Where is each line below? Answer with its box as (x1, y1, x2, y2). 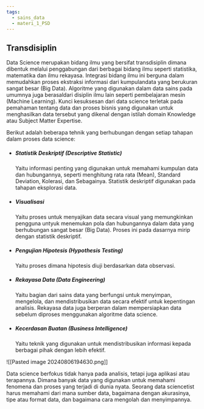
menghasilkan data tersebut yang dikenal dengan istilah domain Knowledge (6, 111, 196, 118)
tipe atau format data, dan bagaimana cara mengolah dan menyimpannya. (6, 396, 192, 404)
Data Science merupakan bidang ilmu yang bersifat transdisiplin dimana (6, 59, 187, 66)
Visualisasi (15, 198, 44, 205)
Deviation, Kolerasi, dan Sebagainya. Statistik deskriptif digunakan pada (15, 178, 196, 185)
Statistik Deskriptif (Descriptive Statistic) (15, 149, 122, 156)
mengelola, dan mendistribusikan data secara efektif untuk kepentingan (15, 298, 195, 305)
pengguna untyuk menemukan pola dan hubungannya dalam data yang (15, 220, 194, 227)
